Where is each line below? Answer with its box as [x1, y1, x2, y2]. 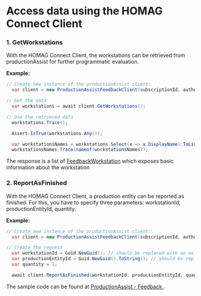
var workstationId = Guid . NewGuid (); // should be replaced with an [11, 250, 186, 257]
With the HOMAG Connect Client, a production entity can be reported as [6, 193, 184, 200]
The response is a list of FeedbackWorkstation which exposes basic [6, 157, 174, 165]
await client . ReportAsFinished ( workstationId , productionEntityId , [11, 272, 184, 278]
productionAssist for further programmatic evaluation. [6, 58, 139, 65]
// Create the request [6, 245, 63, 251]
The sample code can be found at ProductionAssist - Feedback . [6, 283, 166, 290]
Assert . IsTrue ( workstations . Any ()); [11, 130, 103, 136]
